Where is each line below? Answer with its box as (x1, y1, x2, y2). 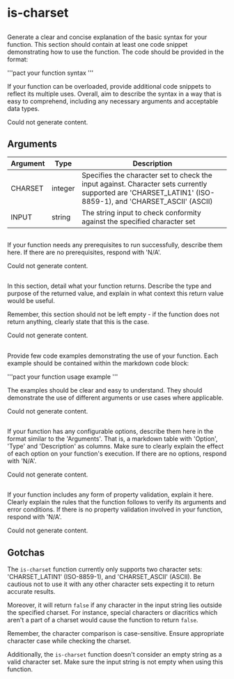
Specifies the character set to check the (81, 170, 212, 180)
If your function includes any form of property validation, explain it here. (7, 490, 214, 499)
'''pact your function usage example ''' (7, 372, 118, 381)
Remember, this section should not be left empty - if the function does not (7, 310, 219, 319)
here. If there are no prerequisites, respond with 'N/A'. (7, 248, 162, 256)
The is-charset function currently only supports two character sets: (7, 565, 203, 574)
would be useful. (7, 297, 56, 305)
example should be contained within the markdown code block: (7, 358, 189, 367)
